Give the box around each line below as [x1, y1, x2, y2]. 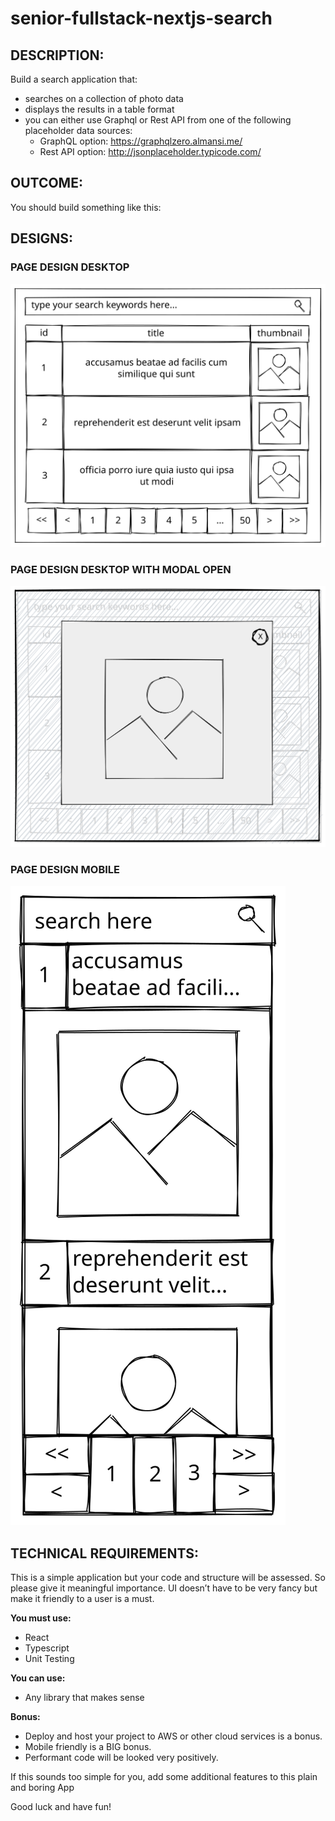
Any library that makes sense [24, 1692, 145, 1704]
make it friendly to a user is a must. [10, 1593, 155, 1605]
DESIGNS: [10, 230, 74, 247]
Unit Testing [24, 1653, 75, 1665]
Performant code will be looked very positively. [24, 1752, 219, 1764]
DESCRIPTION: [10, 47, 105, 64]
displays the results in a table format [24, 103, 175, 115]
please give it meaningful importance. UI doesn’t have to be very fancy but [10, 1582, 318, 1594]
